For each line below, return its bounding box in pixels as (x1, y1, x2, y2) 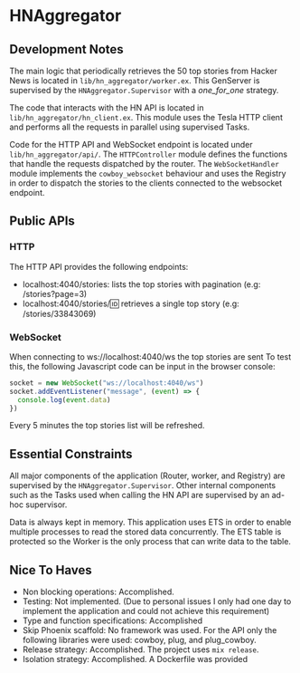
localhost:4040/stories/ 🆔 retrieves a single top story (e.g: (22, 298, 239, 309)
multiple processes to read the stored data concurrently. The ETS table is (9, 526, 282, 537)
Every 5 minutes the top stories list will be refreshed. (9, 420, 205, 431)
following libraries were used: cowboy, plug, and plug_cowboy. (22, 635, 257, 646)
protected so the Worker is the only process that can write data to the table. (9, 536, 292, 547)
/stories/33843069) (22, 308, 97, 319)
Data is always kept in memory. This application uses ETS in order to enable (9, 517, 292, 528)
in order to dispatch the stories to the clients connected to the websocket (9, 178, 283, 188)
